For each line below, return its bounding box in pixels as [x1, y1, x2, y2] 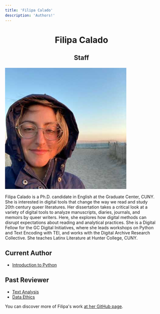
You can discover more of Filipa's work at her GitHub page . [5, 303, 124, 309]
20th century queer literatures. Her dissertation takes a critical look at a [5, 204, 148, 210]
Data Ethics [12, 294, 35, 300]
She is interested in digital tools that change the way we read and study [5, 199, 148, 205]
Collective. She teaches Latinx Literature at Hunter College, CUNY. [5, 235, 138, 241]
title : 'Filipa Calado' [5, 8, 53, 13]
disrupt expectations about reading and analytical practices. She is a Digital [5, 220, 156, 225]
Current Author [5, 249, 52, 257]
